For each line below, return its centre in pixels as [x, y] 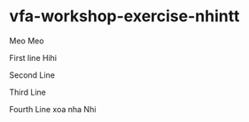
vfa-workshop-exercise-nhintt [124, 16]
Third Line [27, 92]
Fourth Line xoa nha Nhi [53, 109]
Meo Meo [27, 41]
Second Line [32, 75]
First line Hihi [33, 57]
